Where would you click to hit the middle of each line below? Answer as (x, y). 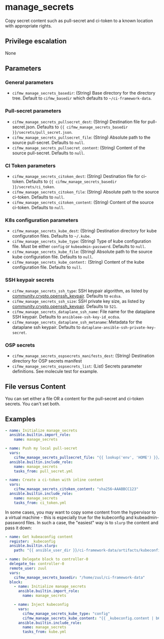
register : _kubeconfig (32, 541)
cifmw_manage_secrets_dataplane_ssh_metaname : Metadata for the (77, 322)
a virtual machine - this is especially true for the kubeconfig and (69, 517)
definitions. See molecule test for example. (55, 371)
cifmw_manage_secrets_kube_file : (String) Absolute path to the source (82, 252)
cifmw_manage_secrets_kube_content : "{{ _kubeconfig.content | (88, 618)
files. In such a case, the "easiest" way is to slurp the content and (92, 522)
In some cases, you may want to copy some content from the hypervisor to (81, 512)
